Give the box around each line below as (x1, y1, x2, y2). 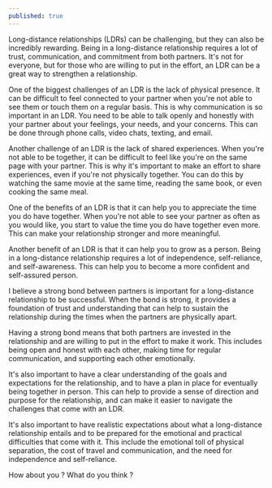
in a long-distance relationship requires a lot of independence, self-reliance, (8, 253, 262, 263)
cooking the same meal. (8, 186, 89, 196)
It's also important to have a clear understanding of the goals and (8, 369, 227, 379)
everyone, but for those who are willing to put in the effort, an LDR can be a (8, 60, 261, 70)
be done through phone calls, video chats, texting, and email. (8, 128, 214, 137)
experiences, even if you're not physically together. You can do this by (8, 169, 244, 179)
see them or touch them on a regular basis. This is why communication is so (8, 102, 263, 111)
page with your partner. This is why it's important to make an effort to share (8, 160, 261, 171)
